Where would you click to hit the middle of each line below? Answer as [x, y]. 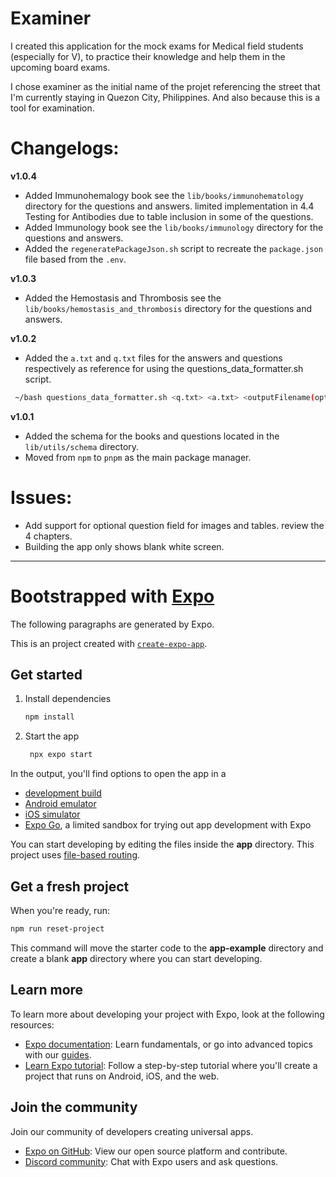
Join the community [74, 1107]
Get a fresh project [70, 886]
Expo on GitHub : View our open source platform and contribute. [156, 1151]
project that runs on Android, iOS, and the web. [122, 1076]
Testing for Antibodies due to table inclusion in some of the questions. [169, 216]
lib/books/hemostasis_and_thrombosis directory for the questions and [168, 308]
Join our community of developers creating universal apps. [132, 1131]
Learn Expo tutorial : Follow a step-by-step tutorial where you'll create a [171, 1065]
